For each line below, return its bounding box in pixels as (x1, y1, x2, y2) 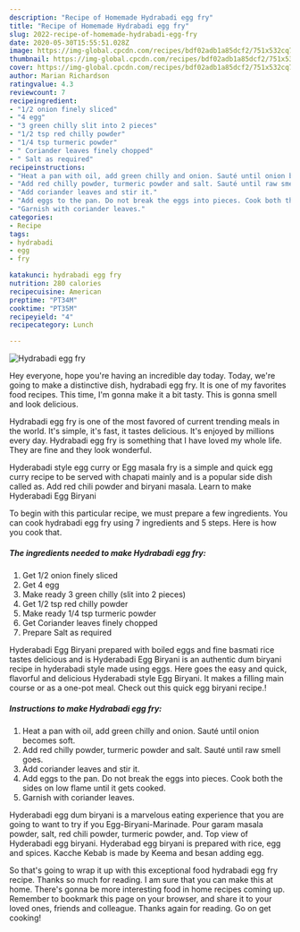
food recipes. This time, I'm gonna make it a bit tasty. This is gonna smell (9, 389, 278, 400)
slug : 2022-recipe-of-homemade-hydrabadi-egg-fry (9, 30, 198, 38)
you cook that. (9, 527, 62, 538)
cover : (9, 64, 34, 73)
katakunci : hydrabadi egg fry (9, 270, 122, 280)
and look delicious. (9, 399, 79, 410)
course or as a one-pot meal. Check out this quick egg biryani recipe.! (9, 682, 267, 694)
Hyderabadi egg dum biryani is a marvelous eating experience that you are (9, 809, 284, 820)
